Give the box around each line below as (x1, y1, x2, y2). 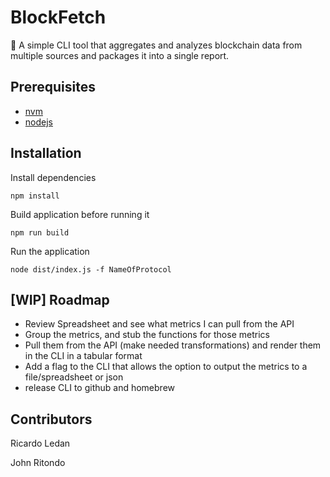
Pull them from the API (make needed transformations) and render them (24, 339, 322, 351)
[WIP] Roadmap (10, 291, 110, 308)
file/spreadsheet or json (24, 371, 124, 383)
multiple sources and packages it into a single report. (10, 49, 230, 61)
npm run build (10, 227, 70, 238)
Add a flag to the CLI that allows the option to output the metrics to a (24, 361, 308, 373)
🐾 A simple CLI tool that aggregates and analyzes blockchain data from (10, 39, 303, 51)
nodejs (24, 116, 53, 128)
